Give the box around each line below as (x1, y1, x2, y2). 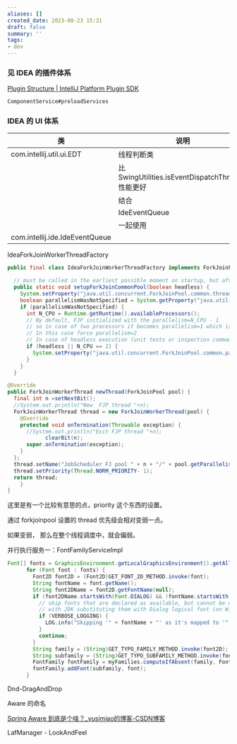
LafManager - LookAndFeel (7, 728, 87, 737)
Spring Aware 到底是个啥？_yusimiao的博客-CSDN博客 (7, 714, 166, 723)
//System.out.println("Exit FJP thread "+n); (25, 428, 162, 435)
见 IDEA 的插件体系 (7, 68, 72, 78)
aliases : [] (7, 10, 42, 18)
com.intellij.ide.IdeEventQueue (11, 233, 111, 243)
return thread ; (13, 474, 59, 481)
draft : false (7, 23, 46, 30)
